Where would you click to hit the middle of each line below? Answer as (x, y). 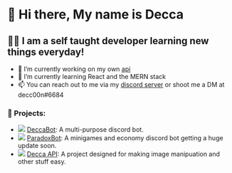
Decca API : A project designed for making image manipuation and (123, 154)
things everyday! (46, 52)
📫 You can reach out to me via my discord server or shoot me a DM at (121, 84)
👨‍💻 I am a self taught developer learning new (108, 41)
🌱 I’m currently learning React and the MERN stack (92, 77)
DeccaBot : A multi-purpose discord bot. (85, 130)
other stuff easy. (42, 162)
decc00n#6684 (41, 95)
